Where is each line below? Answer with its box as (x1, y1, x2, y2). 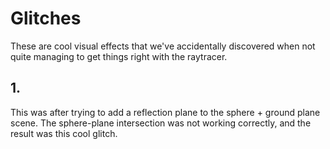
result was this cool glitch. (10, 127, 118, 139)
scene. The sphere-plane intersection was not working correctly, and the (10, 117, 312, 129)
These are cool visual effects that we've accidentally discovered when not (10, 40, 316, 52)
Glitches (10, 7, 82, 30)
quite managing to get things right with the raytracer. (10, 50, 228, 62)
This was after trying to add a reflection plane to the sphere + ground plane (10, 106, 321, 118)
